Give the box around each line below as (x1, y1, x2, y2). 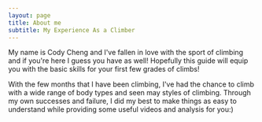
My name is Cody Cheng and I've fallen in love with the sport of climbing (8, 48, 244, 57)
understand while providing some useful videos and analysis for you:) (8, 105, 234, 114)
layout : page (8, 11, 51, 20)
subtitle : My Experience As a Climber (8, 26, 135, 34)
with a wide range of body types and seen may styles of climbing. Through (8, 88, 252, 98)
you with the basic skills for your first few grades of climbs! (8, 65, 200, 74)
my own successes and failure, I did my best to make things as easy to (8, 96, 238, 106)
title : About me (8, 19, 61, 27)
